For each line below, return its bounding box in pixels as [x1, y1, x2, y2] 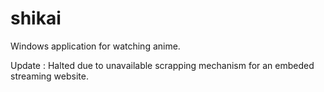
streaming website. [10, 70, 89, 82]
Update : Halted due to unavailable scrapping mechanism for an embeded [10, 59, 315, 71]
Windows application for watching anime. [10, 40, 181, 52]
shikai [10, 7, 62, 30]
